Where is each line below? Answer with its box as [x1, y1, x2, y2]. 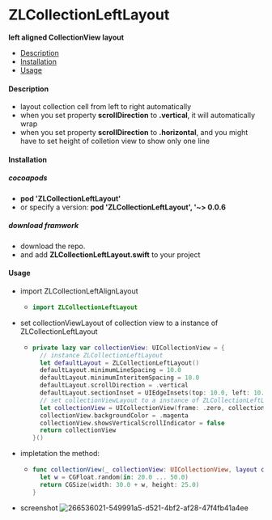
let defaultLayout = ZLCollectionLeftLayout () [39, 358, 200, 367]
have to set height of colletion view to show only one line [19, 136, 210, 146]
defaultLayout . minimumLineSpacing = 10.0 [39, 366, 182, 374]
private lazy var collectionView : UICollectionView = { [32, 344, 225, 352]
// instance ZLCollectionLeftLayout [39, 351, 164, 359]
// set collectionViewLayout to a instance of [39, 396, 200, 404]
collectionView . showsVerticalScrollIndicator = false [39, 419, 225, 427]
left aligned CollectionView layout [8, 32, 124, 42]
